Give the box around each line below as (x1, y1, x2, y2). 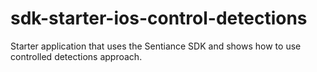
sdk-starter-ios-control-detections (10, 7, 308, 30)
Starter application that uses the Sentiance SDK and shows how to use (10, 40, 302, 52)
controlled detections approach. (10, 50, 143, 62)
